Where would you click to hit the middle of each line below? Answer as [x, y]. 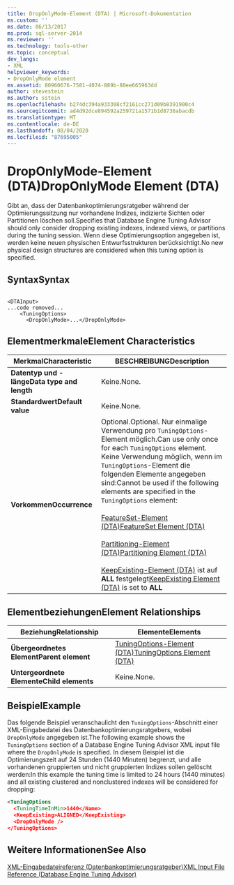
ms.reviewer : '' [31, 40]
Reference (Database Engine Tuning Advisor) [72, 874]
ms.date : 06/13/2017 [37, 27]
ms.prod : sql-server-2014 [45, 33]
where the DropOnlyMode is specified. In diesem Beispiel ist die [96, 752]
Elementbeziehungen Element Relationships [104, 612]
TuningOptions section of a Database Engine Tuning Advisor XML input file [114, 745]
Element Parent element [50, 657]
